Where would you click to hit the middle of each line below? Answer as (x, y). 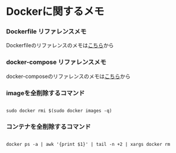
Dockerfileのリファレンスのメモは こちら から (60, 45)
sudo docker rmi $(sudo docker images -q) (59, 111)
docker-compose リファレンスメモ (56, 62)
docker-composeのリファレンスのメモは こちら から (69, 76)
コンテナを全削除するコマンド (49, 127)
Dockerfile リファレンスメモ (46, 31)
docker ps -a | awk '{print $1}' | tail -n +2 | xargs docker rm (88, 145)
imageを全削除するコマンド (45, 93)
